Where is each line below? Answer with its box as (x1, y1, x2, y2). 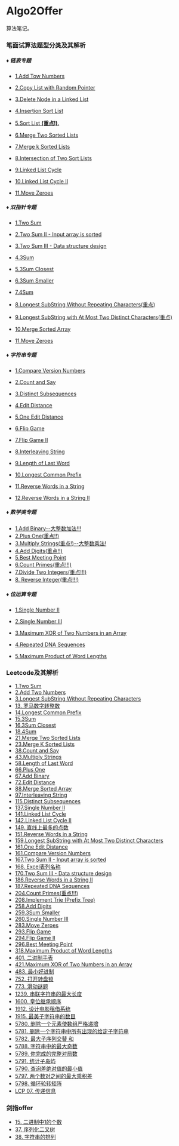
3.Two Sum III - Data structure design (14, 242, 107, 249)
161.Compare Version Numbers (14, 850, 91, 856)
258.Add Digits (14, 903, 52, 910)
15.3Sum (14, 715, 36, 722)
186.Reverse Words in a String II (14, 876, 94, 883)
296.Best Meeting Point (14, 941, 73, 948)
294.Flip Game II (14, 935, 55, 941)
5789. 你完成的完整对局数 (14, 1050, 78, 1057)
